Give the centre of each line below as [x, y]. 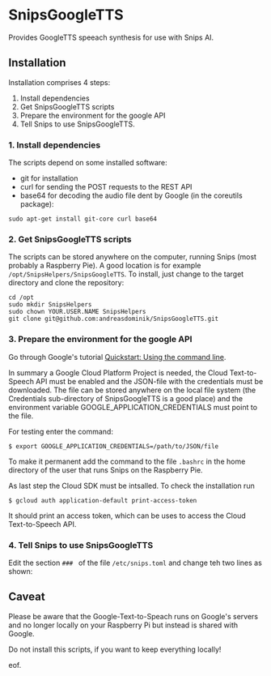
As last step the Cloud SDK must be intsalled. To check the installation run [131, 486]
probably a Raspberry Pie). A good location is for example [105, 266]
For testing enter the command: [61, 431]
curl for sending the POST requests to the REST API [106, 187]
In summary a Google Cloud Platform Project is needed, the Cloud [118, 372]
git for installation [49, 178]
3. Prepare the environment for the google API [100, 340]
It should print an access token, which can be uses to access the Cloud [127, 516]
